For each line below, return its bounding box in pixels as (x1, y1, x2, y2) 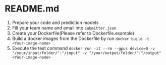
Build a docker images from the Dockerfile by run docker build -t (12, 35, 150, 41)
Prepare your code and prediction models (12, 19, 99, 25)
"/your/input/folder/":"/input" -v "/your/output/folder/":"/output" (12, 50, 162, 55)
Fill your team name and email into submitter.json (12, 24, 117, 30)
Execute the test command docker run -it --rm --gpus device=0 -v (12, 45, 155, 51)
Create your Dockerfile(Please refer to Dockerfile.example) (12, 30, 135, 36)
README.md (5, 3, 60, 14)
